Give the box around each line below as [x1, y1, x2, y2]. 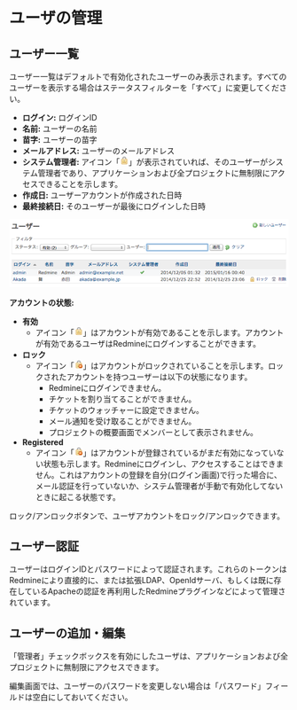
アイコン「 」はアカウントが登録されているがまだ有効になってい [35, 447, 277, 457]
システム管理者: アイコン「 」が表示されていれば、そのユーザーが [21, 157, 269, 167]
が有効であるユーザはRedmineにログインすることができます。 [35, 338, 262, 348]
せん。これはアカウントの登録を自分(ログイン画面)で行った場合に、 [35, 469, 282, 480]
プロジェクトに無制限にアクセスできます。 [9, 662, 164, 673]
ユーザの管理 [9, 8, 103, 28]
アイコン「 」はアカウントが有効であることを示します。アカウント [35, 327, 285, 338]
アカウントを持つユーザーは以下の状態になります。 [66, 371, 253, 382]
